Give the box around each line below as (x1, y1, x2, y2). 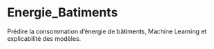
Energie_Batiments (7, 5, 119, 20)
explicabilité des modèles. (7, 34, 81, 42)
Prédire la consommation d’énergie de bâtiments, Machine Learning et (7, 27, 207, 35)
